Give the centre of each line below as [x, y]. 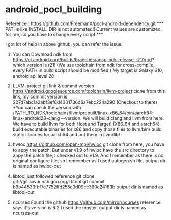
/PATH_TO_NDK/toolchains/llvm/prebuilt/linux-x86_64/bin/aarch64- [83, 113]
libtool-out [23, 192]
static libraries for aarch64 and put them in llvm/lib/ [66, 134]
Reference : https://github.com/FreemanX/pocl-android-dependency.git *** [84, 23]
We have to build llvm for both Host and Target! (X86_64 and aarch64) [86, 124]
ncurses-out [26, 213]
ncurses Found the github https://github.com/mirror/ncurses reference [87, 202]
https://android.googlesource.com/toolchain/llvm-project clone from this [89, 91]
